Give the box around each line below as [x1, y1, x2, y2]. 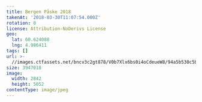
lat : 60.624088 [11, 37, 50, 43]
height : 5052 [11, 82, 44, 88]
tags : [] [6, 48, 28, 54]
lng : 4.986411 [11, 43, 47, 49]
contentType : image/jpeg [6, 87, 69, 93]
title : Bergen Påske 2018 [6, 8, 71, 15]
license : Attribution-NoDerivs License [6, 25, 106, 32]
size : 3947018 [6, 64, 42, 71]
